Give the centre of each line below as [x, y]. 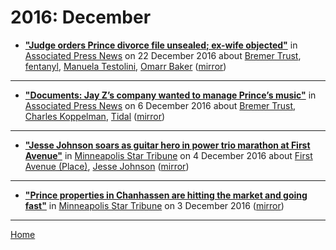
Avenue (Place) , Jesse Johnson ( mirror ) [107, 166]
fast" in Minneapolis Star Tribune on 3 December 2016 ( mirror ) [154, 205]
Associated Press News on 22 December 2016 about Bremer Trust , [163, 55]
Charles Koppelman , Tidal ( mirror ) [95, 116]
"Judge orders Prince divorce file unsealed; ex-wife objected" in [161, 45]
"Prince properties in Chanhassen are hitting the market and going [166, 195]
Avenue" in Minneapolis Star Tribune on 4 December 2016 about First [168, 155]
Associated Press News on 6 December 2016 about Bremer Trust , [160, 105]
